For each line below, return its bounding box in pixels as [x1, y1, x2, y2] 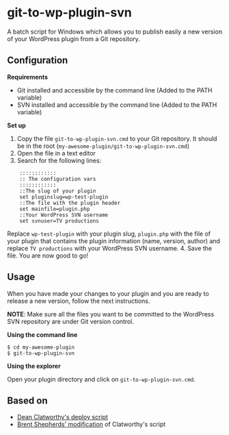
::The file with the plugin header [19, 199, 121, 206]
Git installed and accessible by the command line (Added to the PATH [16, 86, 213, 94]
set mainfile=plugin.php [19, 206, 90, 212]
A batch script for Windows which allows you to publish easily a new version [7, 27, 223, 36]
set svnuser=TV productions [19, 217, 99, 224]
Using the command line [7, 330, 78, 338]
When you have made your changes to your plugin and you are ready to [7, 289, 210, 297]
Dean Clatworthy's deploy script [16, 413, 108, 421]
